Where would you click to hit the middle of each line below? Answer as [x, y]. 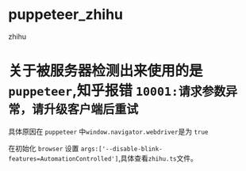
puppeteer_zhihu [66, 15]
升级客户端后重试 [91, 110]
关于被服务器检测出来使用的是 [106, 71]
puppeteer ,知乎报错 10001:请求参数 [117, 91]
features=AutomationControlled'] [63, 159]
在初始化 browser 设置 [44, 148]
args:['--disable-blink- [121, 149]
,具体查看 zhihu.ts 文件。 [158, 158]
